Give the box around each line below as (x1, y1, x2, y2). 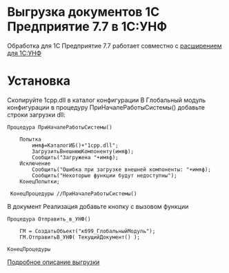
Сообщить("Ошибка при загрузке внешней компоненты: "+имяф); (32, 166, 212, 173)
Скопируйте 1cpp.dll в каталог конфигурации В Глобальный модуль (7, 96, 206, 104)
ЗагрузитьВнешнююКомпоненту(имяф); (32, 148, 135, 155)
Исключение (19, 160, 51, 167)
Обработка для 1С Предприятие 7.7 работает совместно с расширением (7, 41, 222, 50)
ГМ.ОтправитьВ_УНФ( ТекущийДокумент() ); (19, 234, 140, 241)
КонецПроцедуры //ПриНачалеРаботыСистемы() (10, 190, 137, 197)
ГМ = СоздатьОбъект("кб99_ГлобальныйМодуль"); (19, 228, 156, 234)
